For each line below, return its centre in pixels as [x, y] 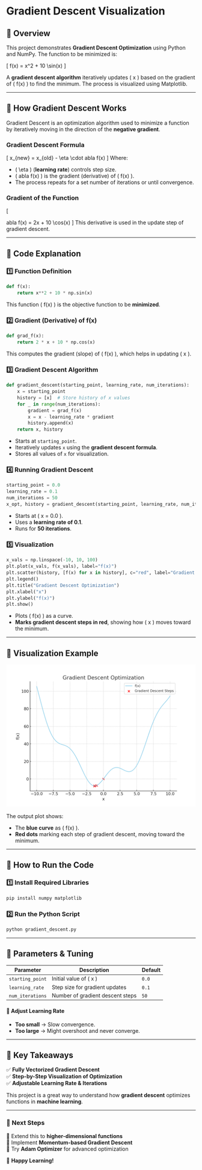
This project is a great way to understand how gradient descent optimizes [98, 1095]
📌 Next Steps [26, 1123]
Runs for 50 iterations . [43, 528]
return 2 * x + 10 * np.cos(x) [56, 342]
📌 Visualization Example [52, 653]
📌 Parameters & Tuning [50, 954]
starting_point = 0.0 [33, 485]
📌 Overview [28, 33]
